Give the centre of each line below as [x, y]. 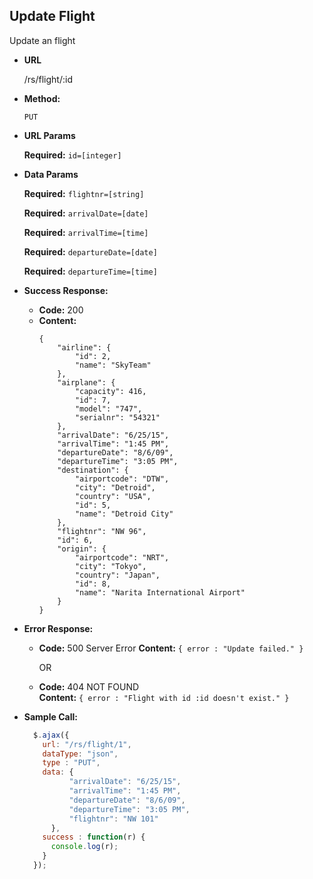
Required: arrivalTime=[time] [86, 232]
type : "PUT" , [71, 763]
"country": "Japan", [117, 575]
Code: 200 [61, 310]
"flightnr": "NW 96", [102, 531]
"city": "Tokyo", [110, 566]
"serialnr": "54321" [117, 417]
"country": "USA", [113, 496]
